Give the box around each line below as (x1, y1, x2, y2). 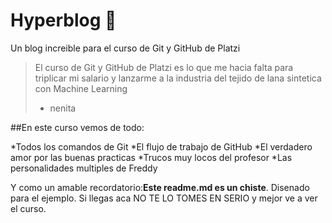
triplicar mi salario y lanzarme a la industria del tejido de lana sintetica (34, 72, 322, 84)
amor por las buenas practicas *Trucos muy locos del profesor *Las (10, 151, 293, 163)
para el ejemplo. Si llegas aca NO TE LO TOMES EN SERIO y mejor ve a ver (10, 192, 318, 204)
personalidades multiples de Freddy (10, 162, 158, 174)
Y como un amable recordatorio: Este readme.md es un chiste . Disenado (10, 181, 310, 193)
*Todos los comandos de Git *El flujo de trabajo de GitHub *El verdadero (10, 140, 313, 153)
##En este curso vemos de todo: (10, 121, 145, 133)
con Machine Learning (34, 82, 128, 94)
